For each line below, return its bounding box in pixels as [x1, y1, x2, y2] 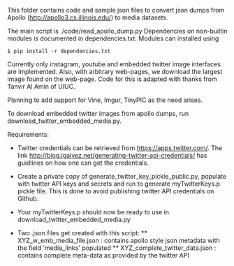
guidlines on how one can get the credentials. [17, 158, 149, 167]
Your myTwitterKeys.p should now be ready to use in [17, 208, 170, 216]
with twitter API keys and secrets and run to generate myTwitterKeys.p [17, 179, 221, 188]
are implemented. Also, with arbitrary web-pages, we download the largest [7, 68, 223, 75]
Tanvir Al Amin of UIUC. [7, 82, 75, 90]
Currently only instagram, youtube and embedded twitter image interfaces [7, 60, 221, 68]
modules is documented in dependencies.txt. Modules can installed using [7, 34, 219, 43]
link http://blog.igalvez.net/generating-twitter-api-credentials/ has [17, 152, 207, 159]
